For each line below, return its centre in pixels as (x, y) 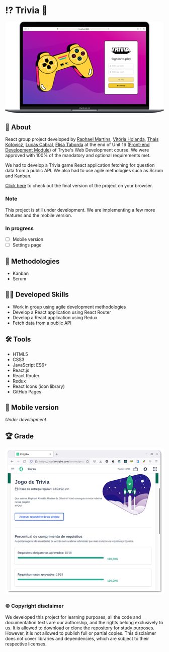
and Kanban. (18, 176)
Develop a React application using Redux (55, 317)
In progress (19, 228)
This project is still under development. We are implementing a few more (80, 210)
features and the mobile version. (39, 215)
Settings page (27, 245)
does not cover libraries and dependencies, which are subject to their (77, 638)
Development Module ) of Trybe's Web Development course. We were (77, 150)
